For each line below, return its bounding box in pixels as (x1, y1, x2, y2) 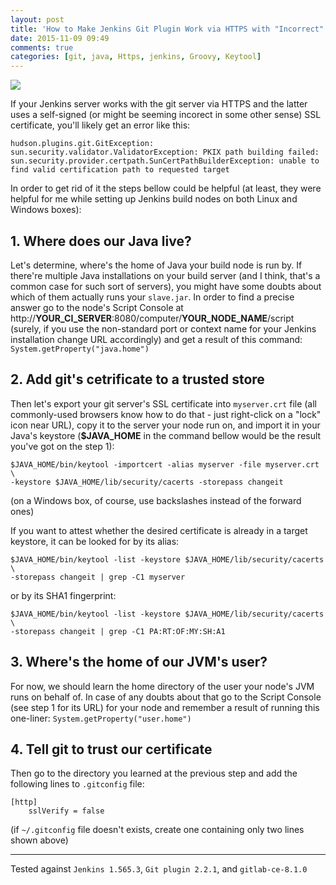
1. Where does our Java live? (10, 232, 192, 250)
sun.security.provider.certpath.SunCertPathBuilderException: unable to (10, 156, 320, 166)
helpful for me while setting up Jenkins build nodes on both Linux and (10, 193, 298, 205)
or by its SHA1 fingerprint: (10, 589, 117, 601)
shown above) (10, 834, 69, 846)
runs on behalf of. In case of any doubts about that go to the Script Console (10, 691, 322, 703)
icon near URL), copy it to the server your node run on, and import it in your (10, 419, 321, 431)
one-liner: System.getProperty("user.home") (10, 712, 192, 724)
